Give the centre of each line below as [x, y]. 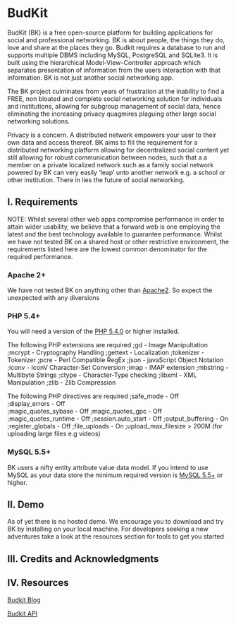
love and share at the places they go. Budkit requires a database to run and [116, 47]
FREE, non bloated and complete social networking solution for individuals [115, 98]
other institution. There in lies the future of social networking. [96, 180]
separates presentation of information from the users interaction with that [114, 70]
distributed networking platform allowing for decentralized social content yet [118, 150]
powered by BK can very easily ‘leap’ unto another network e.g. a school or [116, 172]
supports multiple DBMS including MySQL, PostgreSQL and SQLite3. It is [113, 55]
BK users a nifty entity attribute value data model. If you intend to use [108, 467]
